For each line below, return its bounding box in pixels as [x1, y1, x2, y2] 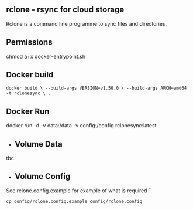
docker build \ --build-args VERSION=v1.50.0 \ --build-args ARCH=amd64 [6, 85, 187, 92]
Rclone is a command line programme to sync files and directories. [6, 20, 167, 27]
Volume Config [14, 171, 71, 181]
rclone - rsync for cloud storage [6, 5, 125, 15]
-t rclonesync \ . [6, 90, 51, 96]
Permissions [6, 38, 53, 48]
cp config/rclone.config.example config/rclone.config [6, 198, 143, 204]
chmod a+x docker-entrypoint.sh [6, 53, 86, 60]
